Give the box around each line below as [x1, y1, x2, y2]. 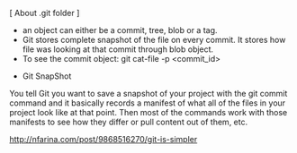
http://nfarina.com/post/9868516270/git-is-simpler [9, 134, 198, 144]
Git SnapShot [22, 71, 72, 81]
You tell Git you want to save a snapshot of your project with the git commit [9, 89, 288, 98]
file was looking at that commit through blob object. [22, 44, 214, 55]
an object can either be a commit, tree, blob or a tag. [22, 25, 218, 35]
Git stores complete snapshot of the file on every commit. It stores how [22, 35, 286, 45]
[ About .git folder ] [9, 8, 80, 18]
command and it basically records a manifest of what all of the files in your [9, 98, 286, 108]
